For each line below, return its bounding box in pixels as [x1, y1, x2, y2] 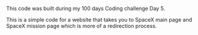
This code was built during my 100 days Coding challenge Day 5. [6, 5, 166, 12]
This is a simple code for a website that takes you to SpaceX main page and [6, 16, 193, 23]
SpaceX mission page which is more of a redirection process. [6, 23, 157, 29]
